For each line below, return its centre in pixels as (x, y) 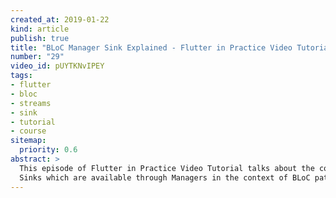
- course (28, 131)
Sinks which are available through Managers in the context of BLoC (165, 177)
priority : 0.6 (48, 150)
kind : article (40, 29)
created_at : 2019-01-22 (60, 19)
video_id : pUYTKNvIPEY (57, 66)
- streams (31, 103)
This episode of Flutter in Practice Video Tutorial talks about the (167, 168)
